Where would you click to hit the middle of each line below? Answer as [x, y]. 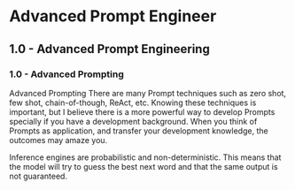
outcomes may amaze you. [58, 140]
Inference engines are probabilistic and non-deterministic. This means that [145, 157]
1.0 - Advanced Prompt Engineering [109, 49]
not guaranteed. [39, 176]
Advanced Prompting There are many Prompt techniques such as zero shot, [147, 93]
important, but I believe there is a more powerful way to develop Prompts [142, 111]
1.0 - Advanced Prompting [66, 74]
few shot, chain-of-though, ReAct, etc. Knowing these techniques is [133, 103]
